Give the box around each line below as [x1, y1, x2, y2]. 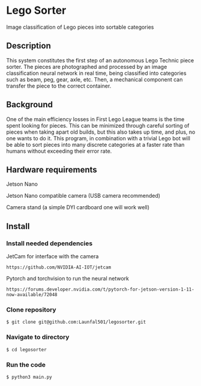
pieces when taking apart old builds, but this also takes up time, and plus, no [6, 128, 196, 135]
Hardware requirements [6, 164, 97, 174]
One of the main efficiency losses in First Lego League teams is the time [6, 115, 185, 123]
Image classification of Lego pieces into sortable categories [6, 23, 154, 31]
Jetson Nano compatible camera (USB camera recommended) [6, 192, 161, 200]
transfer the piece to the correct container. [6, 82, 112, 89]
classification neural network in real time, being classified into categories [6, 70, 187, 77]
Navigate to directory [6, 333, 70, 342]
